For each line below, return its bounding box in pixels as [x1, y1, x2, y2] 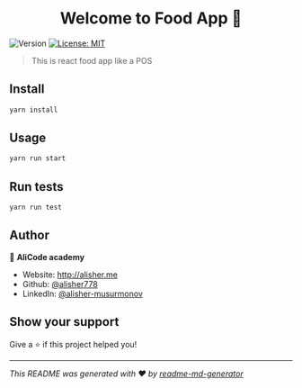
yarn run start [9, 154, 67, 163]
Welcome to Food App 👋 [59, 8, 243, 29]
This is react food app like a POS [31, 55, 153, 66]
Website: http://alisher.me [22, 269, 119, 280]
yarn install [9, 105, 58, 114]
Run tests [9, 179, 64, 194]
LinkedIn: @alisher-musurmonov [22, 288, 144, 299]
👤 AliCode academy [9, 251, 85, 262]
